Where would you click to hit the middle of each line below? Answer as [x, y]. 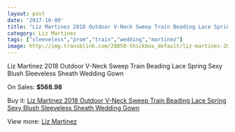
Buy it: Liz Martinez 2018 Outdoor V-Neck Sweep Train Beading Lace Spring [117, 101]
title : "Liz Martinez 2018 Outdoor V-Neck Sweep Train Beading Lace [109, 27]
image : [17, 46]
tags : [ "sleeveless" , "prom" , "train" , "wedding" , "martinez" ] [95, 40]
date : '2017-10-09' [36, 20]
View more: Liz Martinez [42, 122]
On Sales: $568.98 [35, 87]
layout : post [26, 14]
